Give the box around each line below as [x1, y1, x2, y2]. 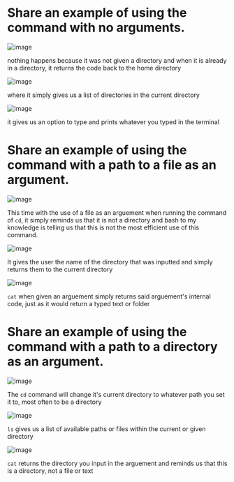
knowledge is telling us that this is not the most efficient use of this [7, 223, 200, 232]
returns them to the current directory [7, 265, 113, 273]
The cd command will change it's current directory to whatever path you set [7, 390, 225, 398]
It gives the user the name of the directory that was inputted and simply [7, 257, 213, 266]
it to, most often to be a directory [7, 398, 102, 406]
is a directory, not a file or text [7, 466, 94, 475]
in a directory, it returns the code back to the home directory [7, 63, 182, 72]
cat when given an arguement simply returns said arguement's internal [7, 292, 211, 301]
